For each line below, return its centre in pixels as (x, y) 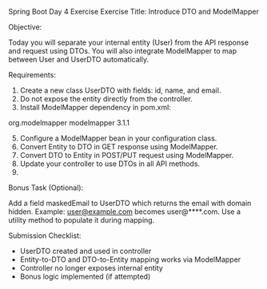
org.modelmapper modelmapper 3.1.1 (69, 123)
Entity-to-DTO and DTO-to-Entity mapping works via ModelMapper (130, 259)
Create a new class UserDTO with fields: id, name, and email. (120, 90)
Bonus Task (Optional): (46, 188)
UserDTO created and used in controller (86, 251)
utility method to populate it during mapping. (82, 220)
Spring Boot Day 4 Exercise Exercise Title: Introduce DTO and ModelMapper (134, 12)
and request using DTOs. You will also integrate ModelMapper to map (123, 51)
